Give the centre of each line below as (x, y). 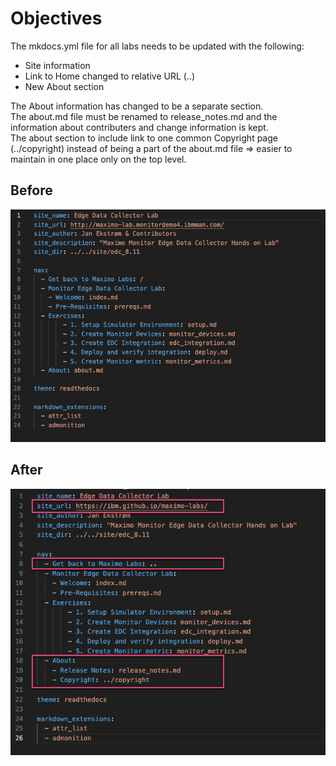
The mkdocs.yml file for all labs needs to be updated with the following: (157, 46)
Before (31, 190)
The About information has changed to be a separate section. (137, 106)
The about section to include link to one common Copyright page (144, 138)
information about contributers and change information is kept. (139, 127)
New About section (64, 86)
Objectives (56, 18)
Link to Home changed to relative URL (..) (110, 76)
